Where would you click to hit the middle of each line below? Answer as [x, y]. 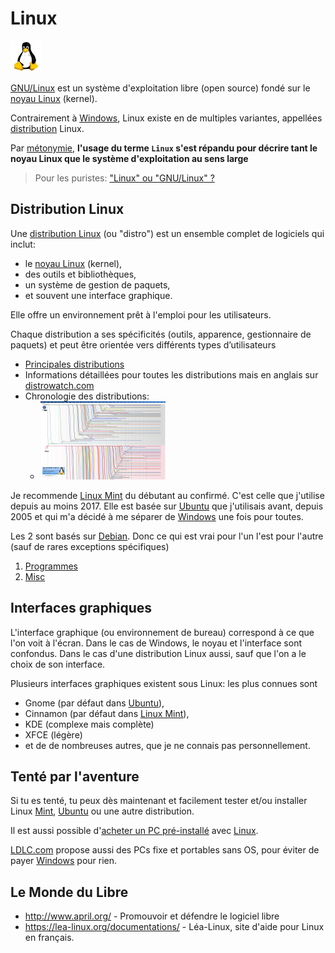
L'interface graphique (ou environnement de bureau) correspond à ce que [162, 632]
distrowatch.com [59, 385]
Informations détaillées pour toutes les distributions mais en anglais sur [171, 374]
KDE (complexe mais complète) [89, 724]
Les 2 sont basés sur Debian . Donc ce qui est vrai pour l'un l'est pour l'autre [167, 536]
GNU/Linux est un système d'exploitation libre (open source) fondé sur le [160, 88]
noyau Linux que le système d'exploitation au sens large [129, 158]
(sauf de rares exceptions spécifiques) [90, 546]
